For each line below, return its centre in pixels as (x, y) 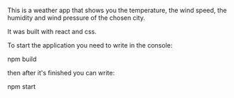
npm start (22, 87)
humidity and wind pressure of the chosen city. (76, 18)
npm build (22, 59)
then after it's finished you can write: (61, 73)
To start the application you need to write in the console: (90, 45)
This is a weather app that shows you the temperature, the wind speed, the (117, 10)
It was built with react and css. (52, 32)
